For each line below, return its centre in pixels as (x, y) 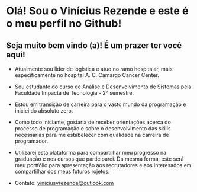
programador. (31, 141)
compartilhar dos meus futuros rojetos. (62, 171)
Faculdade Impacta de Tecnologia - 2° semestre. (74, 93)
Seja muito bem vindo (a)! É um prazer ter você (94, 45)
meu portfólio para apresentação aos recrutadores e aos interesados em (103, 165)
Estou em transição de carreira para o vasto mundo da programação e (100, 104)
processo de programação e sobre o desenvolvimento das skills (93, 128)
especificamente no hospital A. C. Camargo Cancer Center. (87, 75)
